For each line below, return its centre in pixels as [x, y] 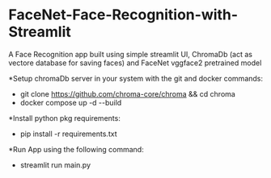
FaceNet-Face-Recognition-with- [123, 15]
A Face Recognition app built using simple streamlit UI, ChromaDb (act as [131, 54]
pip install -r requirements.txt [68, 134]
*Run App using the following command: [76, 149]
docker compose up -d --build [71, 102]
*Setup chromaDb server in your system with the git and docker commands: [136, 78]
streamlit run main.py [55, 165]
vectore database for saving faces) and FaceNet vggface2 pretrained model [135, 63]
